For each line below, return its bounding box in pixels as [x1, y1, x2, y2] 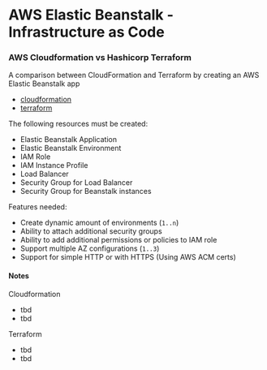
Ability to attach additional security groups [19, 226, 162, 236]
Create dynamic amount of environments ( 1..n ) [19, 217, 179, 228]
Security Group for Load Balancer [19, 178, 133, 187]
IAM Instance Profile [19, 161, 88, 170]
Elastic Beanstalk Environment [19, 144, 122, 153]
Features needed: [8, 202, 67, 212]
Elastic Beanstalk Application [19, 135, 118, 144]
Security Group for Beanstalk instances [19, 187, 152, 196]
